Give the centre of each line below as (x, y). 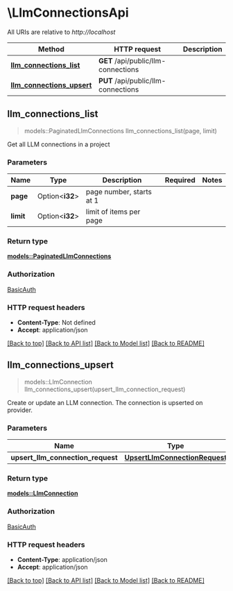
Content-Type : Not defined (56, 322)
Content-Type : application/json (62, 559)
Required (180, 180)
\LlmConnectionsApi (68, 13)
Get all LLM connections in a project (59, 144)
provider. (20, 410)
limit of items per (113, 212)
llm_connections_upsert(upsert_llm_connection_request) (105, 389)
